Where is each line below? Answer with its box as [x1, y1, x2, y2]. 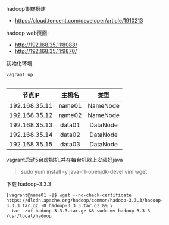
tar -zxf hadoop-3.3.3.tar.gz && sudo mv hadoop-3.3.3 [11, 208, 151, 214]
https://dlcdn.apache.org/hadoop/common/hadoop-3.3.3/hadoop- [6, 198, 164, 204]
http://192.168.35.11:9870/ [14, 48, 77, 55]
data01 [60, 121, 80, 129]
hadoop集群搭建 [6, 5, 46, 12]
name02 [58, 111, 82, 119]
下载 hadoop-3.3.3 [6, 180, 52, 187]
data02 [60, 130, 80, 139]
